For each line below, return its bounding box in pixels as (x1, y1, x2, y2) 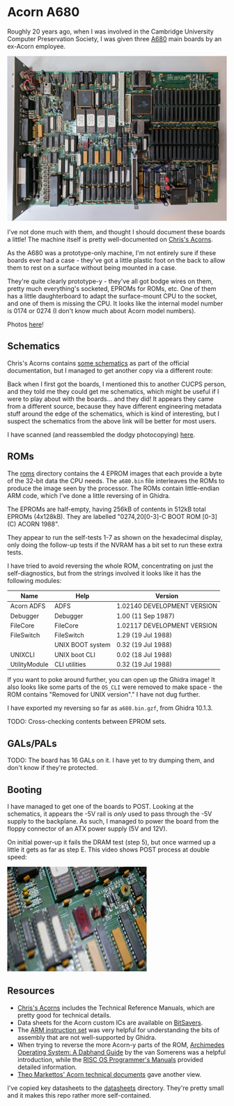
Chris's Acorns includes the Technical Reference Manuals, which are (17, 1003, 215, 1012)
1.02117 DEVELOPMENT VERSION (116, 621, 218, 630)
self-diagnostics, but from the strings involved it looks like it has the (7, 569, 201, 577)
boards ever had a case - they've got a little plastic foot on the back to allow (7, 256, 226, 264)
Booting (7, 784, 42, 796)
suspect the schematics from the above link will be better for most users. (7, 416, 217, 425)
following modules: (7, 576, 62, 584)
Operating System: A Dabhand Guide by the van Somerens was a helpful (17, 1047, 226, 1056)
